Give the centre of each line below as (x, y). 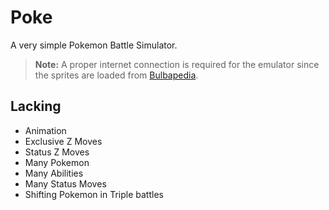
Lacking (36, 106)
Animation (45, 130)
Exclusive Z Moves (63, 141)
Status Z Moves (57, 152)
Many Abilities (54, 173)
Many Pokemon (57, 162)
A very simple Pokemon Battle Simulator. (94, 45)
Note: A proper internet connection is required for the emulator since (177, 64)
